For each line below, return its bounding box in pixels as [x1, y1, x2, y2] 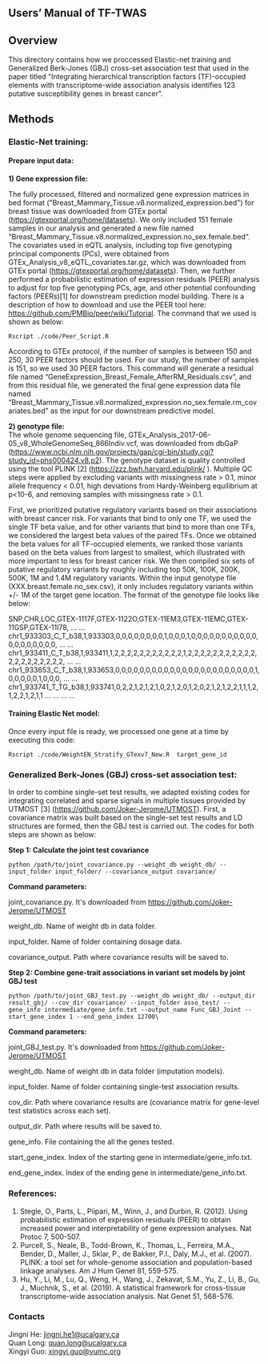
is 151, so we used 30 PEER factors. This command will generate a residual [8, 363, 254, 373]
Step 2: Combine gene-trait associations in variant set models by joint [8, 968, 246, 977]
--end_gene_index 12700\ [76, 1013, 159, 1021]
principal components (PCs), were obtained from [8, 248, 170, 259]
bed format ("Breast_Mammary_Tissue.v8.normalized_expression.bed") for [8, 198, 254, 207]
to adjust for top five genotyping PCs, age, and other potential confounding [8, 283, 256, 292]
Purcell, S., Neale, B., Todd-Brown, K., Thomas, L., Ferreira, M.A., [19, 1240, 234, 1250]
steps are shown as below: [8, 830, 97, 840]
